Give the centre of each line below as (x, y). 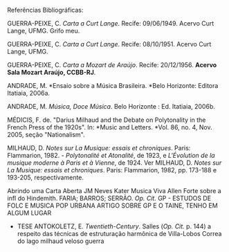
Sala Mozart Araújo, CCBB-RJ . (52, 72)
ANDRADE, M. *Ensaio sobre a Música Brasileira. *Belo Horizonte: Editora (113, 85)
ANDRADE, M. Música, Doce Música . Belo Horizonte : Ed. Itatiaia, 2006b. (111, 106)
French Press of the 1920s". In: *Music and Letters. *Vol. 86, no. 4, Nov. (110, 127)
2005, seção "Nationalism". (46, 135)
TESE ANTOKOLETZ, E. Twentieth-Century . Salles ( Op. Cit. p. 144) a (114, 226)
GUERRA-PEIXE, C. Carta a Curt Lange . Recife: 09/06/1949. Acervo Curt (111, 23)
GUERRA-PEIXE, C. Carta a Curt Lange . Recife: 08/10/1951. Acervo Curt (109, 44)
